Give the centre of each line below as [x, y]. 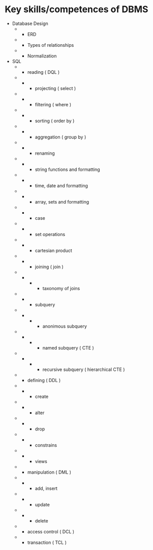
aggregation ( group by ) [60, 137]
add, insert [46, 488]
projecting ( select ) [55, 88]
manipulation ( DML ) [49, 472]
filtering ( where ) [53, 104]
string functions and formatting [67, 169]
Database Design [30, 23]
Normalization [42, 56]
